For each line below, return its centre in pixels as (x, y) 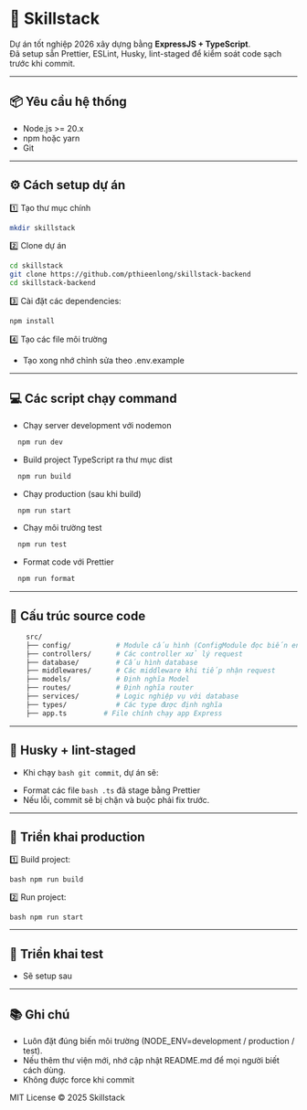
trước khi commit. (42, 63)
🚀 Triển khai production (77, 836)
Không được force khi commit (79, 1079)
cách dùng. (44, 1070)
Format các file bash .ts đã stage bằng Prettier (111, 790)
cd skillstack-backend (53, 283)
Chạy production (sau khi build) (82, 493)
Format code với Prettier (68, 562)
